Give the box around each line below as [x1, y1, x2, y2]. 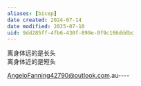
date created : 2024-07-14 [7, 17, 82, 23]
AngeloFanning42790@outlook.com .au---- [7, 72, 130, 80]
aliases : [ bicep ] [7, 10, 57, 17]
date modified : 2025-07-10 [7, 23, 85, 30]
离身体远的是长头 [7, 49, 56, 57]
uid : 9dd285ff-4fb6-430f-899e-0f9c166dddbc [7, 29, 135, 36]
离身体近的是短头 [7, 58, 56, 66]
